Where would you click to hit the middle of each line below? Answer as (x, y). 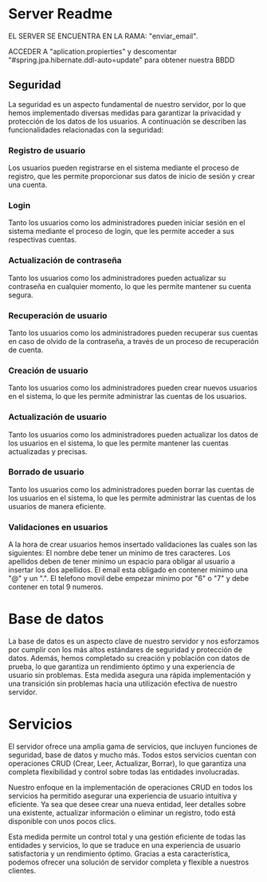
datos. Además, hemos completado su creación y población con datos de (129, 659)
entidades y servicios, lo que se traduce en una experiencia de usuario (125, 845)
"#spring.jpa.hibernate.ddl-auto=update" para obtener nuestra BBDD (122, 60)
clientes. (22, 870)
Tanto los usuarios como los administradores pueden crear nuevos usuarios (133, 388)
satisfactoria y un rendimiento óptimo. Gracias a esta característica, (119, 854)
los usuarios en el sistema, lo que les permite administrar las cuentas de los (132, 498)
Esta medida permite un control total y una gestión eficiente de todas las (127, 837)
